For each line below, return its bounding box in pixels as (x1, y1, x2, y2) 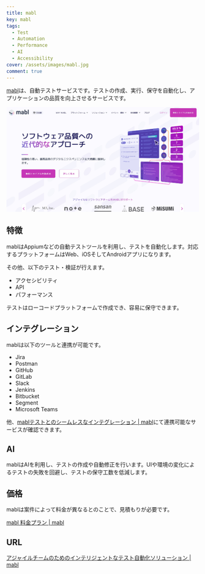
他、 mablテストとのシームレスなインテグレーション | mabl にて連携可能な (6, 418, 191, 425)
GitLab (15, 373, 32, 380)
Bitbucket (15, 392, 40, 400)
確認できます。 (27, 425, 65, 433)
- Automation (12, 36, 45, 42)
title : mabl (6, 10, 37, 16)
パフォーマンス (15, 290, 53, 298)
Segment (15, 399, 39, 406)
